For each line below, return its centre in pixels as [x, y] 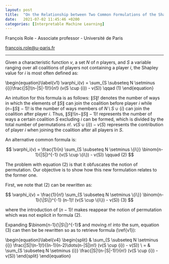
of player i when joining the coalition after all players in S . [64, 130]
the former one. [21, 175]
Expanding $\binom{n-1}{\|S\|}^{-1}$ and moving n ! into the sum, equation [82, 225]
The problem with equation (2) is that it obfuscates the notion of [71, 164]
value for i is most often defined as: [42, 73]
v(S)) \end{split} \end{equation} [38, 256]
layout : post [19, 10]
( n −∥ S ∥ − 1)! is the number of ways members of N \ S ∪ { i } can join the [77, 109]
